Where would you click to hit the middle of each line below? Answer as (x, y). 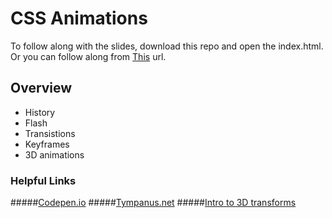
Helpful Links (43, 180)
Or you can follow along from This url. (88, 56)
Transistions (50, 133)
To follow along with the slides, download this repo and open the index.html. (167, 46)
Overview (41, 88)
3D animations (54, 154)
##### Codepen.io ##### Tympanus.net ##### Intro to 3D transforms (153, 203)
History (40, 112)
